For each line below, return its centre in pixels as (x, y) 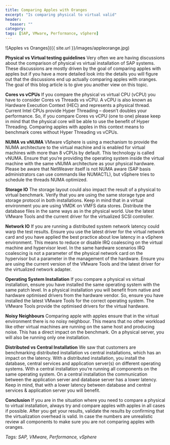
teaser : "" (21, 24)
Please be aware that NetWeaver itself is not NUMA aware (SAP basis (78, 169)
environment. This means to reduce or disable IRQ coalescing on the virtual (84, 242)
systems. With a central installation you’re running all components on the (81, 369)
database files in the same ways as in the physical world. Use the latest (80, 211)
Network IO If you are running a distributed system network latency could (82, 226)
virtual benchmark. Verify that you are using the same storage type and (80, 195)
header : (13, 19)
